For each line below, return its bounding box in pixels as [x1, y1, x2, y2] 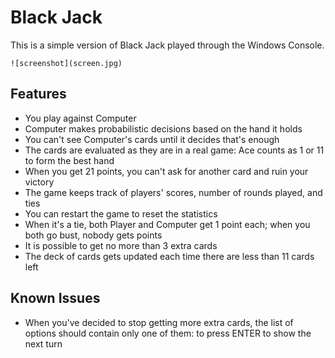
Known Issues [10, 290, 101, 307]
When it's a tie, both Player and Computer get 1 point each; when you [24, 218, 311, 230]
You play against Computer [24, 112, 137, 124]
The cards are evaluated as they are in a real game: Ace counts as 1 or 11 [24, 144, 325, 156]
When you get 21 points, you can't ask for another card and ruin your [24, 165, 309, 177]
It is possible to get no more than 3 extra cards [24, 239, 218, 251]
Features [10, 86, 67, 103]
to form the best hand [24, 154, 115, 166]
